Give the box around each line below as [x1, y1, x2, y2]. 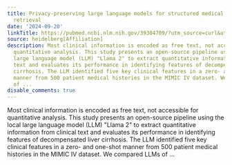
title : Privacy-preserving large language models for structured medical [7, 10, 224, 17]
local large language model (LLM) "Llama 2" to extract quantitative [7, 121, 197, 129]
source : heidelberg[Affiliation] [7, 36, 104, 43]
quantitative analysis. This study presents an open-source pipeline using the [7, 113, 224, 122]
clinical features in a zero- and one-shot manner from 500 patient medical [7, 143, 218, 151]
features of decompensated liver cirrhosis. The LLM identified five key [7, 135, 207, 144]
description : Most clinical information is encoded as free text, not [7, 42, 215, 49]
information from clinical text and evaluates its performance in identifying [7, 128, 215, 137]
